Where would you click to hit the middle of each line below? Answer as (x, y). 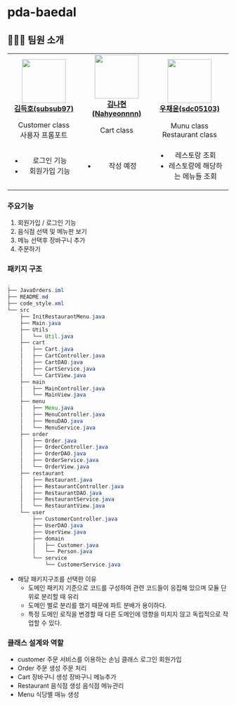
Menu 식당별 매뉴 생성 (48, 694)
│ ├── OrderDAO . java (53, 454)
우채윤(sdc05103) (189, 108)
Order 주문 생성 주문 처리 (52, 668)
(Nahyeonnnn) (117, 113)
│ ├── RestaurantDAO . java (61, 493)
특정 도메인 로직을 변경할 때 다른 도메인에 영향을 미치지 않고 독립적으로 (124, 614)
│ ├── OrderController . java (64, 447)
